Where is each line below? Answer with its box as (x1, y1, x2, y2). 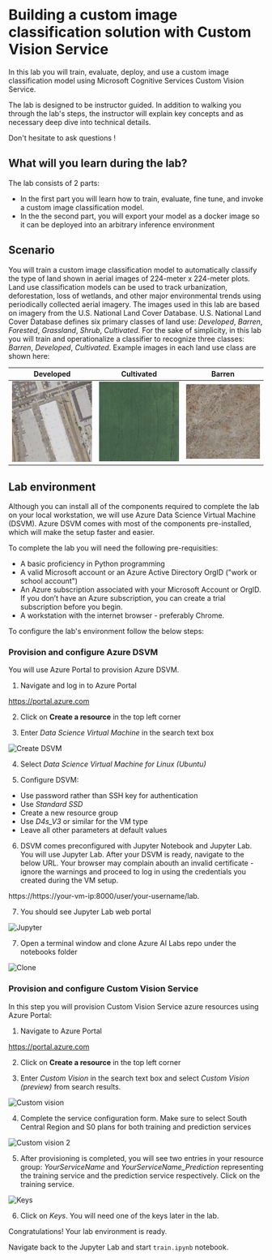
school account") (19, 576, 79, 585)
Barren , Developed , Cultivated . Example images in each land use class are (8, 343, 257, 352)
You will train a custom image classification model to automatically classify (8, 265, 257, 274)
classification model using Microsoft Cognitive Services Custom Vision (8, 76, 244, 85)
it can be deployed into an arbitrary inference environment (19, 219, 215, 229)
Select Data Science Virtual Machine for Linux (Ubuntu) (19, 759, 206, 769)
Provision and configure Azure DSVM (8, 646, 159, 658)
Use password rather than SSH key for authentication (19, 791, 198, 800)
